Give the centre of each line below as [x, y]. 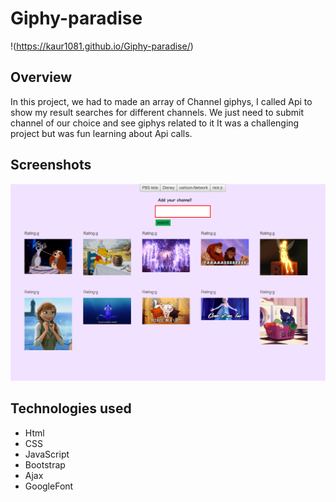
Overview [41, 77]
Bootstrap [45, 464]
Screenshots [51, 165]
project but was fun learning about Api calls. [101, 133]
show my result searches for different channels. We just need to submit [157, 112]
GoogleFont [49, 486]
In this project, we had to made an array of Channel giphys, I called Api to [161, 101]
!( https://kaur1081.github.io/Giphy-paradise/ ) [102, 46]
